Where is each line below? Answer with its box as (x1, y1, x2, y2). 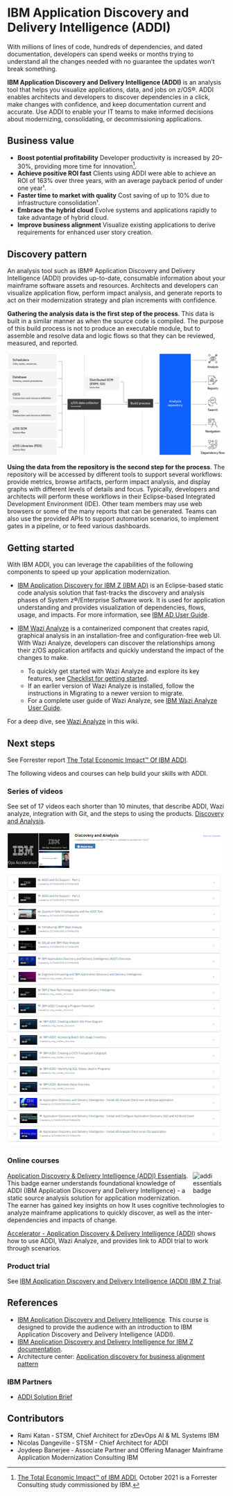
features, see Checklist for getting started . (27, 675, 149, 683)
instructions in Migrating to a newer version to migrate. (27, 689, 184, 697)
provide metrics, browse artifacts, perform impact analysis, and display (7, 478, 211, 486)
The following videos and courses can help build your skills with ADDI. (7, 769, 208, 778)
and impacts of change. (49, 1215, 117, 1224)
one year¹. (17, 184, 46, 192)
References (7, 1297, 58, 1309)
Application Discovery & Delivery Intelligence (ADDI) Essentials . (7, 1172, 189, 1180)
